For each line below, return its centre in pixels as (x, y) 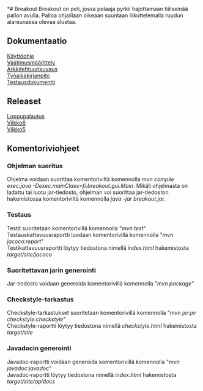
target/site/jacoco (30, 254)
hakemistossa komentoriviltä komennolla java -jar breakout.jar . (87, 199)
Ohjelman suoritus (35, 166)
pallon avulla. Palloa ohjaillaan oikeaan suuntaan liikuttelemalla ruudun (95, 15)
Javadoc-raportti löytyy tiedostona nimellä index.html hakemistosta (92, 374)
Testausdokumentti (31, 82)
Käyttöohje (20, 56)
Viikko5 (17, 129)
